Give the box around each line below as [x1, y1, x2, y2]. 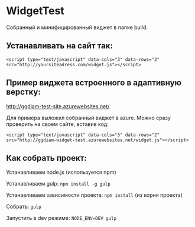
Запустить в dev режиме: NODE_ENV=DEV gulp [6, 215, 117, 222]
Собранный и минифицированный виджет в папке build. [6, 24, 148, 31]
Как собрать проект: [6, 153, 87, 163]
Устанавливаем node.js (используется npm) [6, 168, 116, 176]
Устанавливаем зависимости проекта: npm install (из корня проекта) [6, 192, 183, 199]
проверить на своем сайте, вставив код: [6, 120, 109, 128]
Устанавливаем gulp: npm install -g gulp [6, 180, 110, 187]
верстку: [6, 87, 41, 97]
